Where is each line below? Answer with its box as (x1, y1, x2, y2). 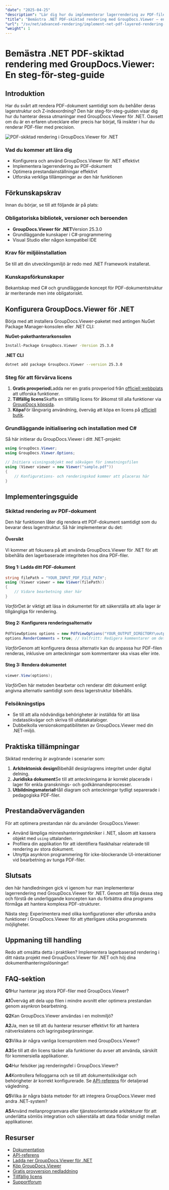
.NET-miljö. (12, 728, 36, 734)
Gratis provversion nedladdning (12, 1168, 78, 1174)
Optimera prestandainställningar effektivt (12, 168, 98, 174)
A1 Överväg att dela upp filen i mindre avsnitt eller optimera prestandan (5, 998, 152, 1004)
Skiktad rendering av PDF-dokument (5, 507, 97, 514)
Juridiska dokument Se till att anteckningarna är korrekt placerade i (12, 776, 152, 782)
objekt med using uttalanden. (12, 835, 73, 841)
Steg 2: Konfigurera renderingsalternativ (5, 620, 92, 626)
